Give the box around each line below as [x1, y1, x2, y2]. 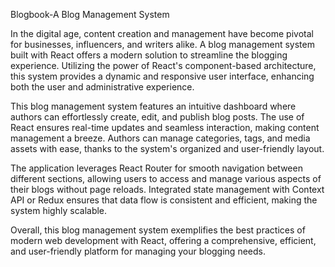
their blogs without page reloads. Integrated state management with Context [10, 184, 325, 195]
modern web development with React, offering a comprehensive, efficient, [10, 235, 317, 246]
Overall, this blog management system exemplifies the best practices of [10, 224, 306, 236]
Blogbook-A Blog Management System [10, 9, 170, 20]
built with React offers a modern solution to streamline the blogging [10, 49, 288, 61]
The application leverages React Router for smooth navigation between [10, 162, 303, 174]
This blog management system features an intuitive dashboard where [10, 100, 297, 112]
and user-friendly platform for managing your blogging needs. [10, 245, 266, 257]
